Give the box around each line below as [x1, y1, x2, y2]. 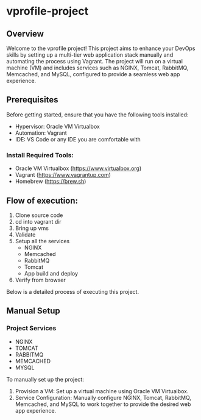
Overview [6, 29, 44, 39]
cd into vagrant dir [15, 218, 62, 225]
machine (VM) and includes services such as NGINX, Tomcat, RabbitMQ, [6, 64, 189, 71]
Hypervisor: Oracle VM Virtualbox [15, 123, 100, 130]
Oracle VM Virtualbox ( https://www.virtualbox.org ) [15, 165, 142, 172]
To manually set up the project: [6, 376, 84, 383]
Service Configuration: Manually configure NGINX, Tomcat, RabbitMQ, [15, 394, 192, 401]
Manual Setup [6, 306, 61, 316]
